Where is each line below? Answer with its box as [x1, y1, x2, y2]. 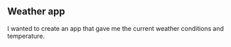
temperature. [7, 32, 45, 40]
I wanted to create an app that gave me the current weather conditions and [7, 24, 225, 32]
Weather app [7, 6, 65, 18]
